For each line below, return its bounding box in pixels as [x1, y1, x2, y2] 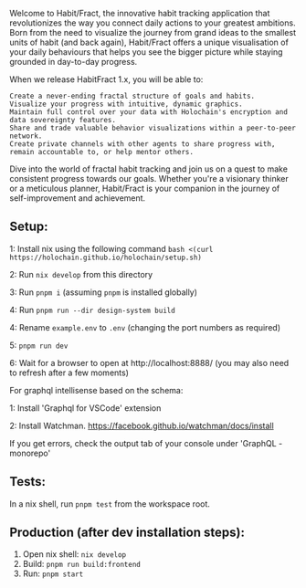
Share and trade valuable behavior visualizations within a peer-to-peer [9, 123, 297, 132]
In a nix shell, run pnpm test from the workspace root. [9, 498, 210, 509]
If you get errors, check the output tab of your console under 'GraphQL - [9, 437, 283, 448]
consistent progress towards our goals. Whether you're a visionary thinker [9, 173, 290, 184]
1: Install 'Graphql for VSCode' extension [9, 402, 162, 414]
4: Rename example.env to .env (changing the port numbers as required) [9, 321, 281, 332]
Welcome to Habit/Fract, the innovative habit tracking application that [9, 8, 270, 18]
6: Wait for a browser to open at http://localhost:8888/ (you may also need [9, 357, 290, 368]
